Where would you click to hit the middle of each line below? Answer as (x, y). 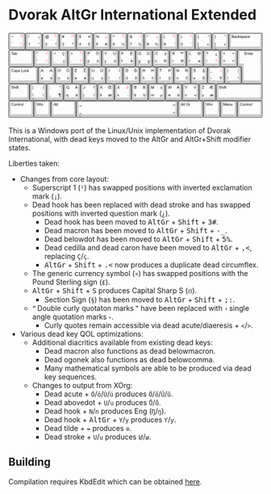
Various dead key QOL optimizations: (81, 333)
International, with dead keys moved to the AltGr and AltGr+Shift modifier (130, 139)
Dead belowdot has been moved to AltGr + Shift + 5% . (138, 239)
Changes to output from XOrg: (82, 385)
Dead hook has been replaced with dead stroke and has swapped (141, 204)
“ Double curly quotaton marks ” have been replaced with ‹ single (141, 308)
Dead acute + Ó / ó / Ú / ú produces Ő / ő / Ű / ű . (108, 394)
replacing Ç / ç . (67, 256)
